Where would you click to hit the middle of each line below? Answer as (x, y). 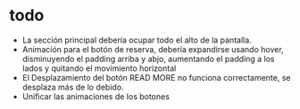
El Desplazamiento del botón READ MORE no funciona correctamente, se (156, 77)
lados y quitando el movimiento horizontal (99, 68)
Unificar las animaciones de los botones (96, 96)
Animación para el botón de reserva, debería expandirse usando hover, (153, 49)
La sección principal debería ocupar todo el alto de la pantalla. (137, 40)
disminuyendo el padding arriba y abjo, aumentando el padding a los (148, 58)
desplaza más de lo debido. (73, 87)
